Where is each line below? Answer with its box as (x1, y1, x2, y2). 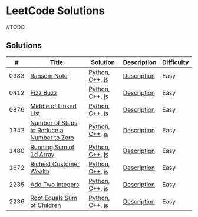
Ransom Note (30, 72, 68, 80)
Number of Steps (30, 119, 78, 127)
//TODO (6, 24, 25, 31)
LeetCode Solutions (6, 4, 105, 18)
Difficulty (161, 58, 189, 66)
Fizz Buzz (30, 88, 58, 96)
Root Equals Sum (30, 193, 78, 202)
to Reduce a (30, 126, 64, 134)
